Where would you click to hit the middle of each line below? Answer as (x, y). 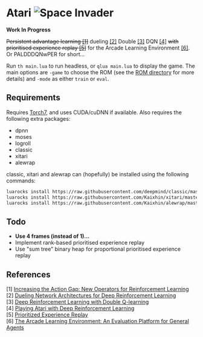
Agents (15, 327)
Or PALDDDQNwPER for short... (46, 54)
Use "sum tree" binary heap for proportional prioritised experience (98, 249)
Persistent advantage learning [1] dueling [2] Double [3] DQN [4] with (93, 41)
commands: (21, 181)
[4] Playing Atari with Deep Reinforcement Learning (70, 308)
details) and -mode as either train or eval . (58, 79)
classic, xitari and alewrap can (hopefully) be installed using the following (98, 174)
